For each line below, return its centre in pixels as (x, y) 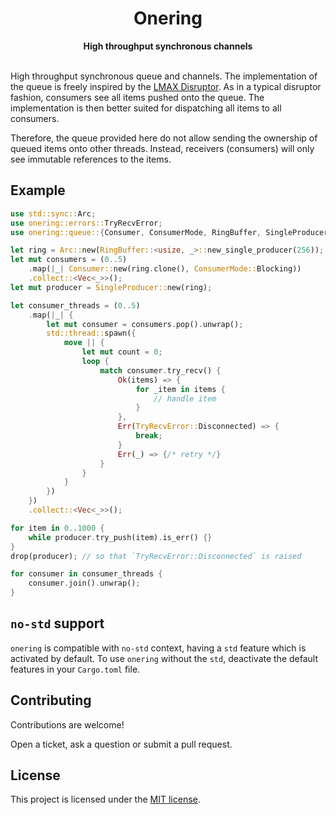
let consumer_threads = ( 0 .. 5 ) (75, 305)
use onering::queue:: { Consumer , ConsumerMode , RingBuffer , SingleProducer (169, 232)
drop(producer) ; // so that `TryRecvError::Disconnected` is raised (156, 556)
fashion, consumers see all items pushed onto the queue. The (137, 97)
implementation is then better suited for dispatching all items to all (146, 108)
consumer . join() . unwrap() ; (84, 583)
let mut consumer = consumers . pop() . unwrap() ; (145, 324)
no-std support (57, 623)
